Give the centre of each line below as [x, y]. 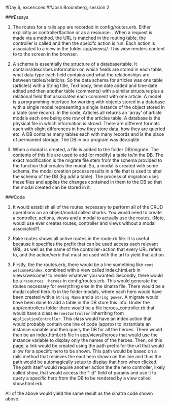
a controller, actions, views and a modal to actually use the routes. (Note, [89, 218]
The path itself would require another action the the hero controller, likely [89, 367]
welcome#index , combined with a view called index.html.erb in [76, 270]
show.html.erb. [28, 383]
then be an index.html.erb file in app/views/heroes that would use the [85, 335]
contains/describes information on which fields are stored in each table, [88, 69]
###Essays [17, 17]
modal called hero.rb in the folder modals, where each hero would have [87, 292]
